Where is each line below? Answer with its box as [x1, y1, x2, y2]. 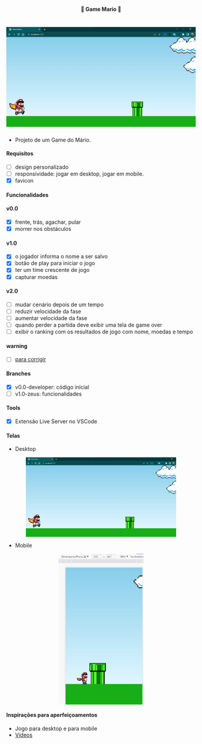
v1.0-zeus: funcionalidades [14, 390, 82, 397]
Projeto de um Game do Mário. [14, 136, 91, 143]
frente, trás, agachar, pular [14, 218, 81, 225]
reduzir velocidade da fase [14, 307, 81, 315]
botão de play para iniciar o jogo [14, 260, 95, 267]
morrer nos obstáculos [14, 225, 72, 233]
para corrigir [14, 356, 46, 363]
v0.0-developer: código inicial [14, 383, 90, 391]
